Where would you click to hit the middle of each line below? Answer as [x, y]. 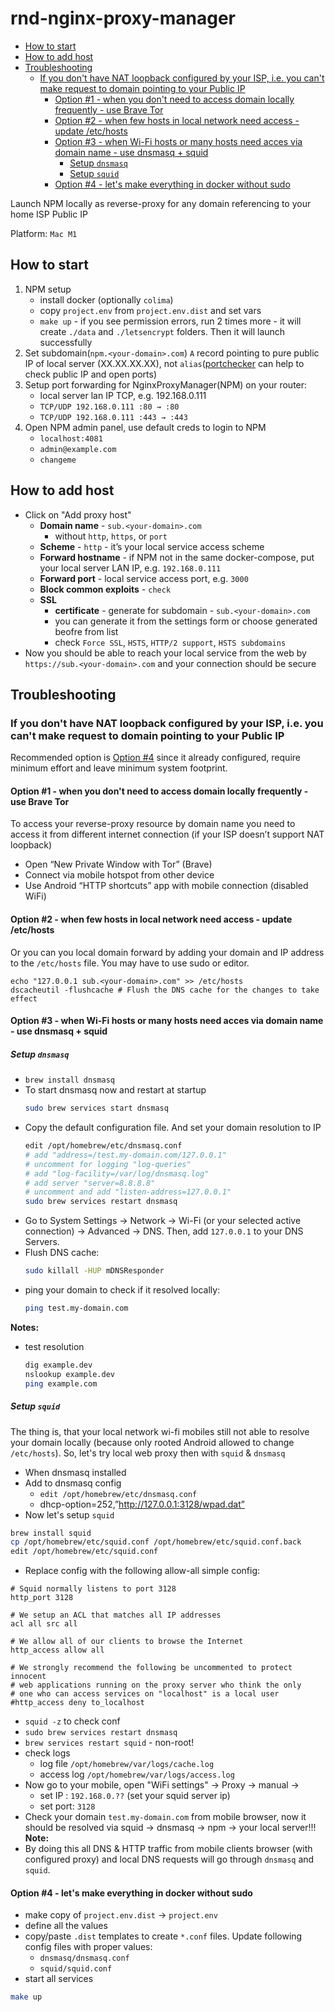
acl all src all [44, 1624]
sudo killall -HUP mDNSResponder [94, 1271]
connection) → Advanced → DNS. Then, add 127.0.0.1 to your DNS [164, 1231]
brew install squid [51, 1533]
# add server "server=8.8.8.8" [90, 1183]
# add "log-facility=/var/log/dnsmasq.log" [117, 1173]
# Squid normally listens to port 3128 [93, 1589]
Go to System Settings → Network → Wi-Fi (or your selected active [163, 1221]
